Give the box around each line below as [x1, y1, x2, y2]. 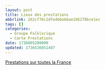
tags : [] [5, 21, 24, 27]
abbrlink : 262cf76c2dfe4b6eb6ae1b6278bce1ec [5, 17, 100, 22]
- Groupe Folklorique [10, 31, 56, 36]
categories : [5, 26, 30, 31]
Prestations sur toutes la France [5, 59, 72, 65]
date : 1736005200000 [5, 41, 49, 46]
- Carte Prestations [10, 36, 53, 41]
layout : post [5, 7, 33, 13]
